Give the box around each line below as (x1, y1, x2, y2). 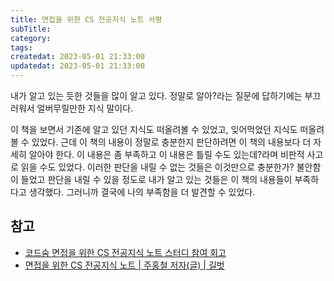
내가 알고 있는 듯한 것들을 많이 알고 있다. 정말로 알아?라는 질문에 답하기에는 (10, 90, 303, 101)
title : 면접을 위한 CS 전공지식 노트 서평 (10, 14, 163, 25)
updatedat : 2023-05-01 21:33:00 (10, 61, 145, 71)
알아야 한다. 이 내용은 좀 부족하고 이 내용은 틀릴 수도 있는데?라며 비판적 (28, 149, 305, 160)
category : (10, 33, 52, 43)
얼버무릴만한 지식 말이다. (36, 102, 134, 114)
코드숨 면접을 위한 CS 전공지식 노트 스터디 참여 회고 (24, 246, 227, 258)
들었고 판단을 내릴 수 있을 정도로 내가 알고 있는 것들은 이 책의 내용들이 (20, 174, 293, 185)
